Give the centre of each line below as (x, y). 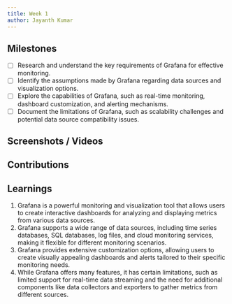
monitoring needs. (44, 265)
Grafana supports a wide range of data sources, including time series (117, 228)
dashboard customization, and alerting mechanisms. (93, 104)
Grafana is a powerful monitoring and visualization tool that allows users (121, 205)
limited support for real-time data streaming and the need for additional (120, 280)
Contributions (38, 165)
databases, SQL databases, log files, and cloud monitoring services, (115, 236)
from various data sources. (56, 220)
